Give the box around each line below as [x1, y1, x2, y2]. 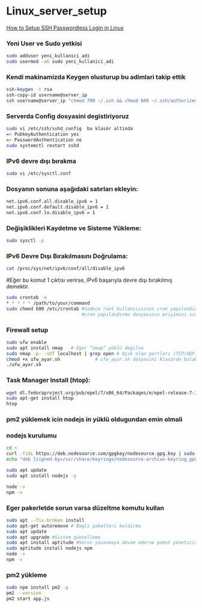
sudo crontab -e [6, 294, 47, 301]
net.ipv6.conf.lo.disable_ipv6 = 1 [6, 209, 96, 215]
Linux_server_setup [6, 4, 107, 18]
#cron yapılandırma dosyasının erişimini [81, 311, 187, 317]
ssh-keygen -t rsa [6, 86, 52, 93]
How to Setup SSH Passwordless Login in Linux [6, 24, 124, 31]
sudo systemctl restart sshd [6, 142, 79, 148]
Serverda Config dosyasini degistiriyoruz [6, 112, 129, 120]
